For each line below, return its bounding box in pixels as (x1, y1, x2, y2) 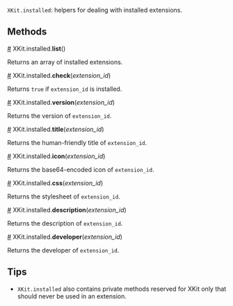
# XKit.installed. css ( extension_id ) (7, 178, 103, 187)
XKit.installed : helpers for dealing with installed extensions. (7, 6, 183, 14)
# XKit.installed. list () (7, 44, 66, 53)
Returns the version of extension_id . (7, 111, 112, 120)
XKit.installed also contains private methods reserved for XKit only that (17, 284, 227, 293)
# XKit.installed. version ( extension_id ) (7, 98, 115, 106)
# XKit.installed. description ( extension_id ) (7, 205, 127, 214)
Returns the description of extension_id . (7, 219, 123, 228)
